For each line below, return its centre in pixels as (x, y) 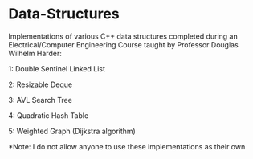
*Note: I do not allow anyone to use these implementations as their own (127, 146)
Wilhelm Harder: (35, 53)
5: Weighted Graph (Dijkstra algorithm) (72, 131)
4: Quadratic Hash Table (49, 115)
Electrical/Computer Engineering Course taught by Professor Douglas (123, 44)
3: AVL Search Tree (40, 100)
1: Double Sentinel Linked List (57, 68)
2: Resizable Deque (41, 84)
